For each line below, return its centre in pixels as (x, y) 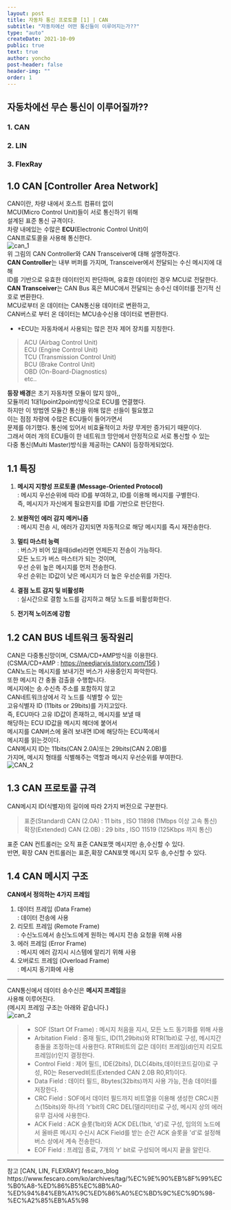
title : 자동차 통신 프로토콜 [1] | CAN (58, 20)
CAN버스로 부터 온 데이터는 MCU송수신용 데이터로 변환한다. (88, 314)
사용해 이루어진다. (31, 999)
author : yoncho (29, 58)
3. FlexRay (25, 164)
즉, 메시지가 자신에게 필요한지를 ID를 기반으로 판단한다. (91, 504)
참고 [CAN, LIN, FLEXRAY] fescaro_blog (63, 1171)
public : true (26, 45)
